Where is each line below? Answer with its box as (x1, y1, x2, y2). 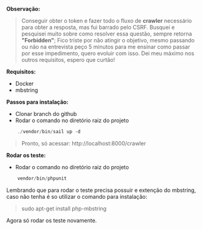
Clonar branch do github (15, 110, 77, 117)
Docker (15, 80, 34, 87)
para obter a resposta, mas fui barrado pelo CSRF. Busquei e (21, 24, 175, 31)
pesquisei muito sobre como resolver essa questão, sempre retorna (21, 30, 192, 37)
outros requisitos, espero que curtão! (21, 56, 115, 63)
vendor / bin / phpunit (17, 175, 67, 182)
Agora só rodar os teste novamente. (6, 217, 97, 224)
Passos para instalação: (6, 98, 69, 105)
